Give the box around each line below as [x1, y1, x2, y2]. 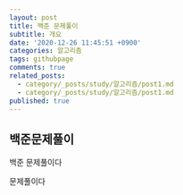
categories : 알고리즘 [9, 47, 82, 55]
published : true [9, 96, 70, 106]
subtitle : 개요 [9, 30, 62, 38]
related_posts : [9, 72, 66, 81]
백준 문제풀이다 [9, 157, 62, 168]
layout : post [9, 13, 58, 22]
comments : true [9, 64, 66, 72]
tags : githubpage [9, 55, 74, 64]
